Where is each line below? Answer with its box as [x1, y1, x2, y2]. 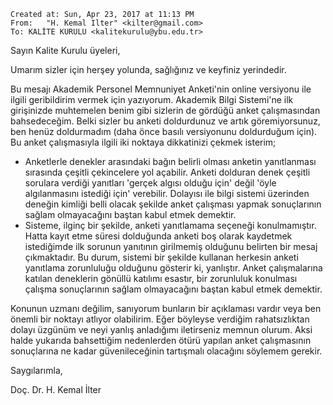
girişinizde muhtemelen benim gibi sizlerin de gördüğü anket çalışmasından [10, 105, 321, 116]
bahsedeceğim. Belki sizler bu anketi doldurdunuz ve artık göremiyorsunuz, [10, 115, 321, 127]
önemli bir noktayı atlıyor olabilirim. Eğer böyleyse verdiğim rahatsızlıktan [10, 313, 310, 325]
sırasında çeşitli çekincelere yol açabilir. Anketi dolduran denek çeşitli [24, 166, 311, 178]
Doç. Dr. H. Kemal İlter [10, 384, 102, 395]
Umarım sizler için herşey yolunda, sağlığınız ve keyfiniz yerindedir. [10, 64, 287, 75]
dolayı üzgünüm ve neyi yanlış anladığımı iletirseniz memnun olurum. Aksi [10, 324, 313, 335]
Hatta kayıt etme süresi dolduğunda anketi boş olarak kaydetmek [24, 230, 293, 242]
